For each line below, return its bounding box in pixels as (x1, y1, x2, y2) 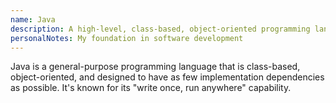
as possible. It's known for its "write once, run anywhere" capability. (10, 82, 292, 94)
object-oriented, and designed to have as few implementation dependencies (10, 71, 325, 83)
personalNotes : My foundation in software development (10, 33, 244, 43)
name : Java (10, 14, 56, 25)
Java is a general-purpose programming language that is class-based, (10, 61, 301, 73)
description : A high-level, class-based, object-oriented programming (10, 24, 311, 34)
